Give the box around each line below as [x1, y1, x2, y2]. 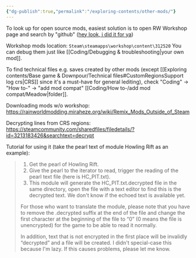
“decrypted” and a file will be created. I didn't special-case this [20, 239, 172, 246]
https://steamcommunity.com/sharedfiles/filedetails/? [6, 125, 135, 133]
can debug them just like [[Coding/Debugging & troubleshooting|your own [6, 48, 184, 55]
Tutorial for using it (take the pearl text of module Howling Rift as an [6, 143, 169, 150]
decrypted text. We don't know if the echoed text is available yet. [29, 191, 185, 198]
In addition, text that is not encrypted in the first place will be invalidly [20, 233, 188, 240]
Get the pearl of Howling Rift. [29, 161, 99, 168]
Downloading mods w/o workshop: [6, 102, 90, 109]
